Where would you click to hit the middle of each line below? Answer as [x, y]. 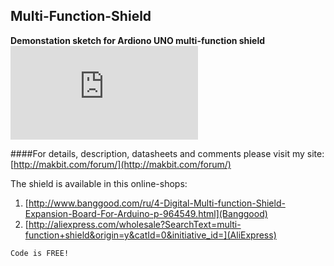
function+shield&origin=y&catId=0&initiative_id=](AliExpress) [150, 235]
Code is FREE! [40, 253]
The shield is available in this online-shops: [99, 183]
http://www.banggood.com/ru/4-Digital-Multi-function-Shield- [157, 203]
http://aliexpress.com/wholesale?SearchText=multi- [135, 224]
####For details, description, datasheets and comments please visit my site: [167, 153]
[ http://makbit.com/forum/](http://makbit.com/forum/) [121, 164]
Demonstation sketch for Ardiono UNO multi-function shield [138, 40]
